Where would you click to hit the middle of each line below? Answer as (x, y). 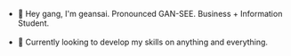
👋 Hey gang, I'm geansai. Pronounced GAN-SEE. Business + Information (150, 14)
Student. (33, 23)
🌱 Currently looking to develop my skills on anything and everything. (143, 42)
